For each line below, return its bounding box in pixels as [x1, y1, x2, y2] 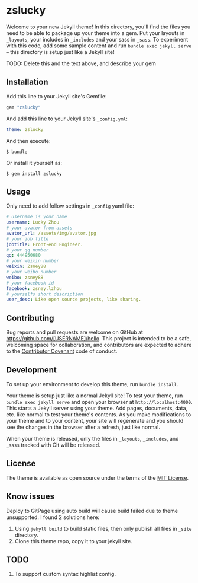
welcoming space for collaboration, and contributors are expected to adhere [6, 342, 192, 349]
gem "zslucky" [6, 104, 41, 110]
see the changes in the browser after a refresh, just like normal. [6, 423, 161, 431]
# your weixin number [6, 258, 60, 264]
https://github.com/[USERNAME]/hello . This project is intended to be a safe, [6, 335, 191, 342]
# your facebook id [6, 280, 54, 286]
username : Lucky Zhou [6, 219, 60, 225]
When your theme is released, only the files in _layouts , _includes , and [6, 435, 179, 442]
